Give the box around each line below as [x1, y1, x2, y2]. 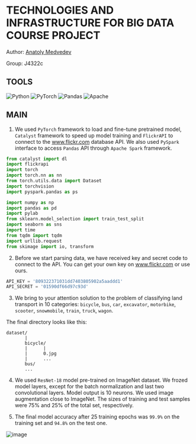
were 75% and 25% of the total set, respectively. [14, 402, 134, 409]
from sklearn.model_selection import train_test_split [6, 216, 144, 222]
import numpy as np [6, 200, 54, 205]
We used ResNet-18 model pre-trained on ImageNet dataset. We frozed [14, 377, 188, 384]
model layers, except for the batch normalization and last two [14, 383, 165, 390]
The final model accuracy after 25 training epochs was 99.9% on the [14, 413, 180, 420]
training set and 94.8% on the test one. [14, 420, 108, 427]
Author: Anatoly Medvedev [6, 48, 72, 55]
